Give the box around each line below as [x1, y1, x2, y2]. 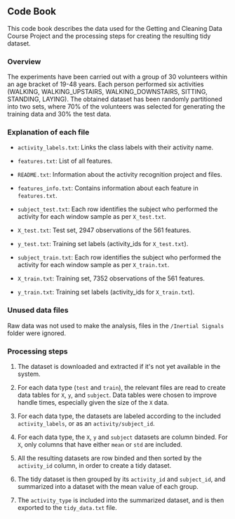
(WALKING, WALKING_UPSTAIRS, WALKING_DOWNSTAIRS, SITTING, [7, 88, 208, 96]
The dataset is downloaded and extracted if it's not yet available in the [17, 363, 221, 370]
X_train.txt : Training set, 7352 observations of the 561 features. [17, 274, 206, 283]
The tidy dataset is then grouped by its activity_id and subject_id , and [17, 475, 226, 483]
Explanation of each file [7, 128, 90, 137]
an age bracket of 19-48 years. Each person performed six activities [7, 80, 204, 88]
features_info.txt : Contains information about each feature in [17, 184, 199, 192]
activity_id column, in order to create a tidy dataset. [17, 461, 172, 469]
